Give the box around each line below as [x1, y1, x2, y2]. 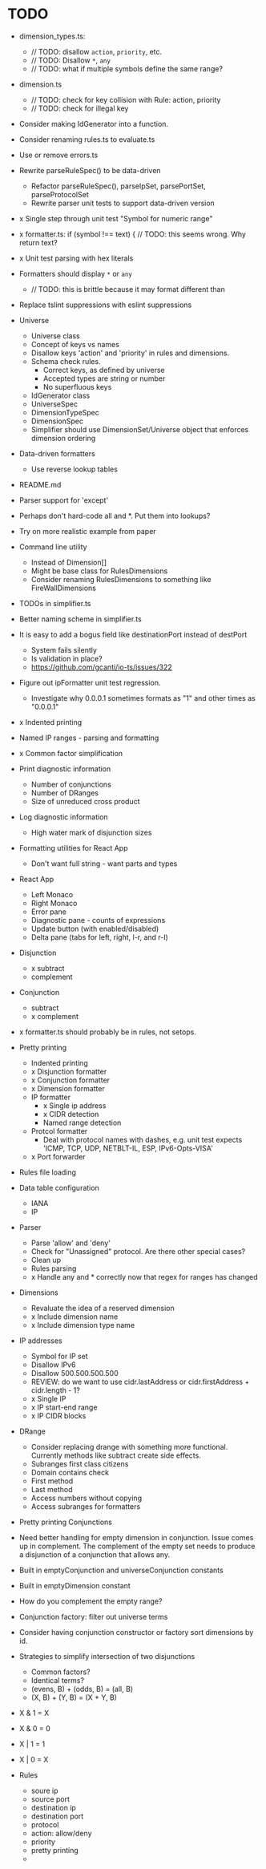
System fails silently [30, 645, 98, 654]
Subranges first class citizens [30, 1458, 129, 1468]
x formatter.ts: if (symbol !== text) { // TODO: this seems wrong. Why [18, 229, 246, 239]
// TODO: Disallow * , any [30, 55, 111, 65]
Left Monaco [30, 889, 74, 899]
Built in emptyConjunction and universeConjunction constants [18, 1565, 224, 1575]
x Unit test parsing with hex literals [18, 253, 134, 263]
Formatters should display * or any [18, 269, 133, 278]
